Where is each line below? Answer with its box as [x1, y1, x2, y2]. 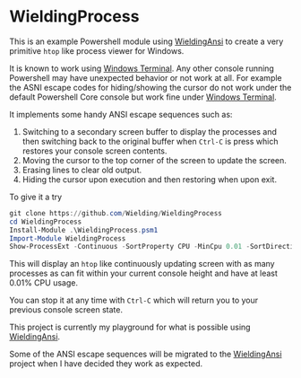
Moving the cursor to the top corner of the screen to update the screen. [21, 154, 287, 165]
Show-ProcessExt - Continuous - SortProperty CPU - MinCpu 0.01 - [9, 242, 251, 251]
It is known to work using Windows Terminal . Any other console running [9, 63, 275, 74]
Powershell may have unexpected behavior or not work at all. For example [9, 72, 282, 83]
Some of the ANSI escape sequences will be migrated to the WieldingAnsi [9, 348, 282, 360]
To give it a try [9, 191, 63, 202]
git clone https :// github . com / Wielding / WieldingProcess [9, 208, 222, 217]
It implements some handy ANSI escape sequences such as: [9, 109, 233, 119]
